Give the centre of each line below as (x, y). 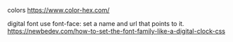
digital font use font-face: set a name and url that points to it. (96, 23)
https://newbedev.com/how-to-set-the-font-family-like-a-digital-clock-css (116, 31)
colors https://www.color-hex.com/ (58, 10)
